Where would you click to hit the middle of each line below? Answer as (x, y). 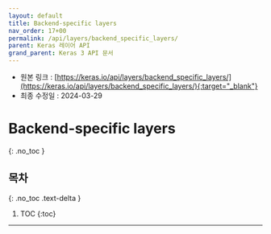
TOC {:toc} (38, 213)
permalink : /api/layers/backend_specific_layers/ (94, 38)
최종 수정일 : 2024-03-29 (61, 96)
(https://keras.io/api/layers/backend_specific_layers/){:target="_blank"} (139, 86)
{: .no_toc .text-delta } (45, 198)
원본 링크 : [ (39, 77)
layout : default (35, 16)
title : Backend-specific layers (63, 23)
